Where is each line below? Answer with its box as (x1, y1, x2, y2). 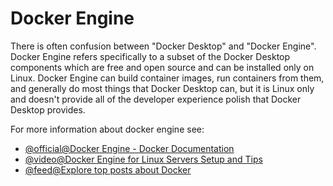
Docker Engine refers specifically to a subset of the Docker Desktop (10, 50, 291, 62)
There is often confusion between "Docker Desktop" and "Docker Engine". (10, 40, 317, 52)
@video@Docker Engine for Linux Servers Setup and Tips (24, 153, 263, 165)
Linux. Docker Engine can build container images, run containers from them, (10, 72, 325, 84)
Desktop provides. (10, 103, 86, 116)
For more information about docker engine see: (10, 123, 205, 135)
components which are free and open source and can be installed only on (10, 61, 315, 73)
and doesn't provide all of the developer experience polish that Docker (10, 93, 302, 105)
